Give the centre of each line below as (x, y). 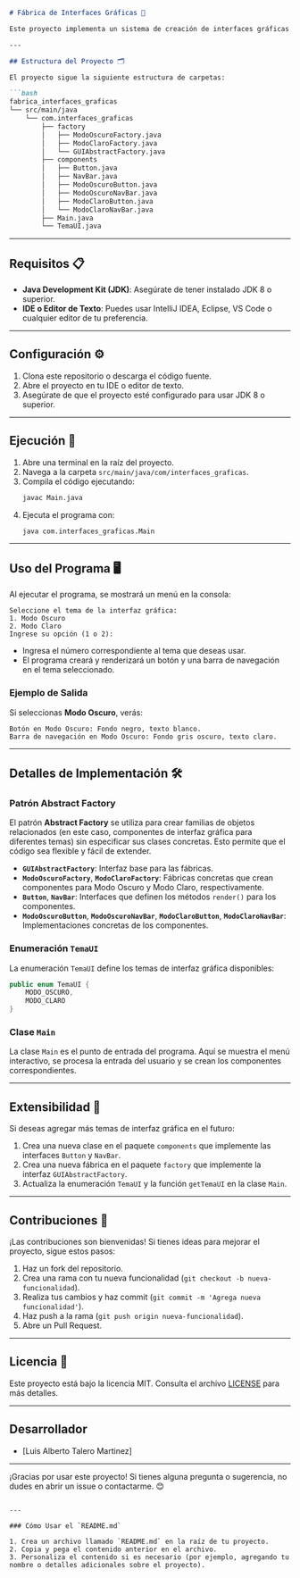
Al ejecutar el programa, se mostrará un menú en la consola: (121, 595)
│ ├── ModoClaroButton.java (97, 201)
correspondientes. (43, 1071)
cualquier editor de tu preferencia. (85, 318)
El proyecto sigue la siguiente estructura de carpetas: (117, 77)
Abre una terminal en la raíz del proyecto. (98, 462)
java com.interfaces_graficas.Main (88, 531)
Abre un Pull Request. (62, 1325)
